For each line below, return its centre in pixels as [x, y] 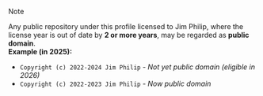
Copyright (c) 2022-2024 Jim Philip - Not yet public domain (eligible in [137, 67]
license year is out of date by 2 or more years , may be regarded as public [129, 35]
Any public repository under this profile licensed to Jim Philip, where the [126, 26]
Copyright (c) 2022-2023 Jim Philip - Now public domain [115, 83]
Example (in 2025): [40, 52]
